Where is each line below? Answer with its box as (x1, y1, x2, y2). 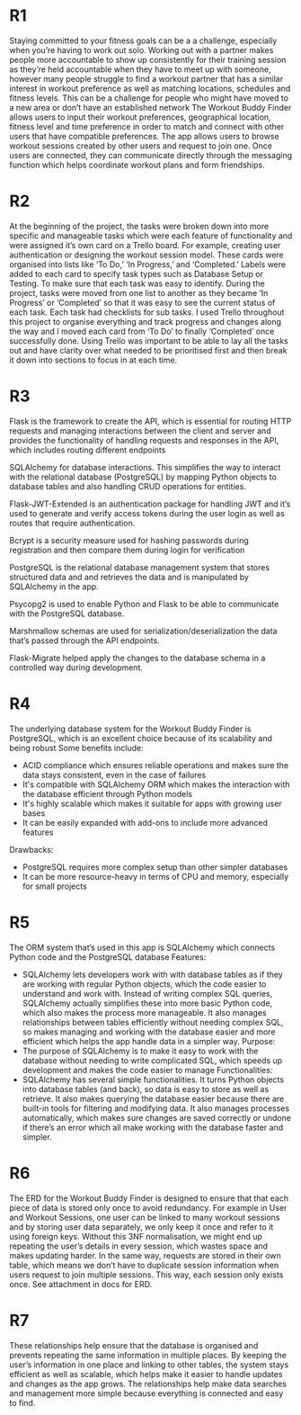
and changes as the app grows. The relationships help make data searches (9, 1378, 288, 1389)
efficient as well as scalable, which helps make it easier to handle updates (9, 1368, 283, 1379)
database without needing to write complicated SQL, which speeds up (22, 1054, 283, 1066)
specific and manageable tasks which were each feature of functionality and (9, 230, 293, 241)
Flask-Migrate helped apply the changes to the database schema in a (9, 652, 266, 663)
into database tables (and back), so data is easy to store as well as (22, 1083, 270, 1094)
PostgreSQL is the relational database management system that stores (9, 561, 270, 572)
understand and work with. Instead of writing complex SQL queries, (22, 988, 273, 999)
